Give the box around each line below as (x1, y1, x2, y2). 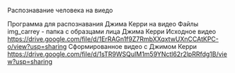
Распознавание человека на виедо (7, 6, 113, 14)
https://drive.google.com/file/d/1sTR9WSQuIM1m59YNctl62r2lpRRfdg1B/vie (7, 50, 228, 58)
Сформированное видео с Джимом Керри (68, 43, 197, 50)
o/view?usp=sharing (7, 43, 67, 50)
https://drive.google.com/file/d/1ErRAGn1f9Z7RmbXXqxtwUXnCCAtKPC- (7, 35, 219, 43)
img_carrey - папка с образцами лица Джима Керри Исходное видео (7, 28, 217, 35)
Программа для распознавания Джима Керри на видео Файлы (7, 20, 199, 28)
